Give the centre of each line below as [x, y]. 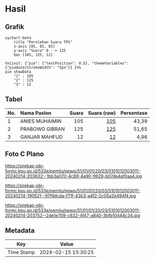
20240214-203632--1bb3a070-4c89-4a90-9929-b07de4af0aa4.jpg [74, 176]
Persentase [134, 113]
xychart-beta [18, 38]
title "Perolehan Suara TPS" [43, 42]
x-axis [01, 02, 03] [34, 46]
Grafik [15, 27]
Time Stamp [21, 252]
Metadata [20, 231]
